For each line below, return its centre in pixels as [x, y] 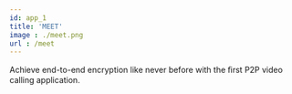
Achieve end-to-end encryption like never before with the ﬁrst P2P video [146, 70]
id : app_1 [28, 18]
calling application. [45, 80]
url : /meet [32, 43]
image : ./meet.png [47, 35]
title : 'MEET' [36, 26]
